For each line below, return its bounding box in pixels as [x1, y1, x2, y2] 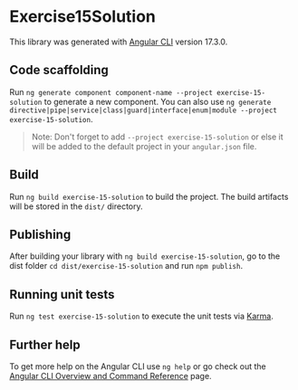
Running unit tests [9, 287, 115, 302]
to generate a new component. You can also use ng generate [43, 96, 272, 107]
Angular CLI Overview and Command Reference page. [9, 371, 212, 381]
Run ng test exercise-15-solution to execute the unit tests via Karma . [9, 310, 274, 322]
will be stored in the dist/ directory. [9, 201, 143, 212]
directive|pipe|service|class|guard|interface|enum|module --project [9, 106, 278, 115]
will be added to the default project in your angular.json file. [31, 140, 257, 151]
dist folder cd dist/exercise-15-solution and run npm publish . [9, 261, 243, 271]
